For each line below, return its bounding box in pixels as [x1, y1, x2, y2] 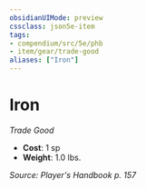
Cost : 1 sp [22, 142, 61, 153]
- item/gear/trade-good [9, 47, 100, 56]
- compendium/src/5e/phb [9, 38, 103, 48]
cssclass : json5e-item [9, 22, 95, 31]
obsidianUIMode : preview [9, 13, 103, 23]
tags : [9, 30, 30, 39]
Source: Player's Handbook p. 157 [9, 169, 137, 180]
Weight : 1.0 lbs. [22, 152, 82, 163]
